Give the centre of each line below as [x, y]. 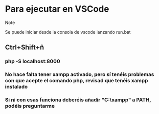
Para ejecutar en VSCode [57, 9]
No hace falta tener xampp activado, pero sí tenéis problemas [79, 74]
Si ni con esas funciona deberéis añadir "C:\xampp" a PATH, [78, 100]
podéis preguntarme [30, 106]
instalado [16, 87]
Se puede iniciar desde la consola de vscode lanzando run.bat [68, 32]
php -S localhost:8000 [33, 61]
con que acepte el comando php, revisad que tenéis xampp [77, 81]
